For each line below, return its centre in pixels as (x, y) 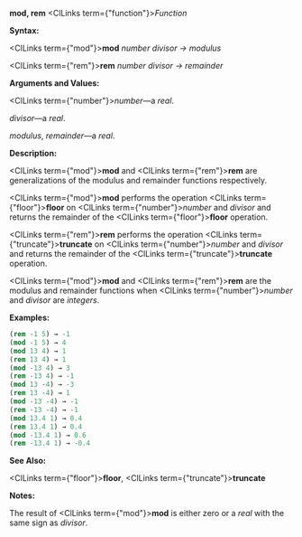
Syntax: (24, 30)
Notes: (23, 495)
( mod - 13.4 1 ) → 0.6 (48, 435)
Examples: (29, 317)
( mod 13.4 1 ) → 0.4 (46, 418)
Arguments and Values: (55, 83)
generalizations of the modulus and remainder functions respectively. (138, 180)
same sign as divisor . (49, 523)
